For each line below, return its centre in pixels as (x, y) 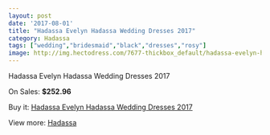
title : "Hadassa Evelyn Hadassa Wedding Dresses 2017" (102, 31)
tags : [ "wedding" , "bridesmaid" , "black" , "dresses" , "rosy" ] (107, 46)
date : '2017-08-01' (41, 23)
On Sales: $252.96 (40, 92)
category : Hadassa (39, 38)
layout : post (30, 16)
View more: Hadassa (43, 123)
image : (19, 53)
